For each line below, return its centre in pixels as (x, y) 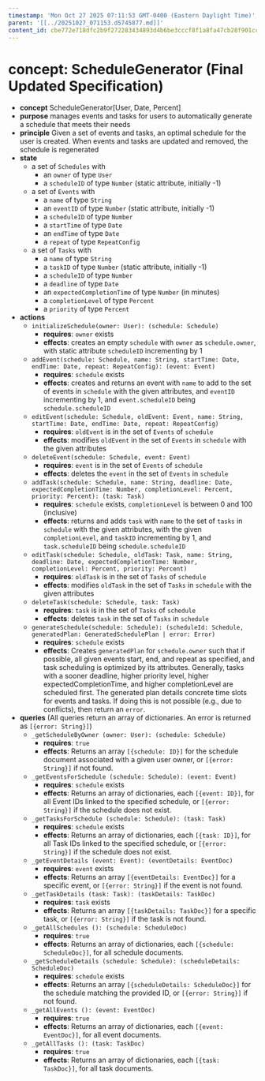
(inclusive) (60, 513)
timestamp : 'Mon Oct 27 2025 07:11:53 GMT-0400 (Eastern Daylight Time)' (132, 15)
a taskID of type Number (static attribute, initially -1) (125, 267)
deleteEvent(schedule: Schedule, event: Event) (111, 458)
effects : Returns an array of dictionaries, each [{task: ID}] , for (147, 835)
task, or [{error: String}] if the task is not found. (125, 919)
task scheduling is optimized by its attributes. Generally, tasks (144, 668)
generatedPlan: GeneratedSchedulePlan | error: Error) (123, 635)
